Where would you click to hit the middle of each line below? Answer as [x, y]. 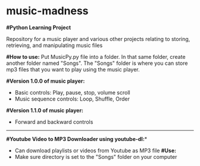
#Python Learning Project [39, 27]
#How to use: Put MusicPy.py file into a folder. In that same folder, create [96, 57]
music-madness [47, 11]
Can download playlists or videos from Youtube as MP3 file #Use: [96, 151]
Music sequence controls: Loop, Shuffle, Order [72, 99]
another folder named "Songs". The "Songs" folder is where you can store [97, 63]
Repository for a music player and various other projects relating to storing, [98, 39]
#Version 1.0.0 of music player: [46, 81]
